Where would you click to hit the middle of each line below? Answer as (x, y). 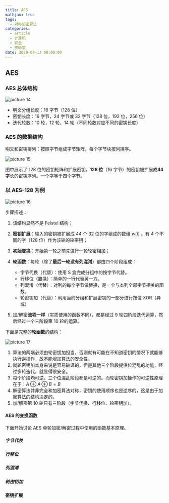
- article (20, 33)
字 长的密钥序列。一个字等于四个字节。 (45, 176)
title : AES (17, 10)
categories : (18, 29)
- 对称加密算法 (23, 24)
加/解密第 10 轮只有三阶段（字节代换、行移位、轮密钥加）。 (73, 403)
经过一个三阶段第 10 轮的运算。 (49, 321)
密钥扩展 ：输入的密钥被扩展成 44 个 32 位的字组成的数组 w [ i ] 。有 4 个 (86, 234)
